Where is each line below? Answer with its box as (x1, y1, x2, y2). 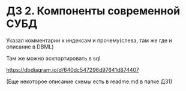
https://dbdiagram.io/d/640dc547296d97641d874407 (6, 66, 139, 73)
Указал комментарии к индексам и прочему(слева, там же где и (6, 37, 172, 44)
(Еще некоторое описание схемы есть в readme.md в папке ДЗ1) (6, 78, 173, 85)
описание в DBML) (6, 43, 54, 50)
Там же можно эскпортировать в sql (6, 54, 101, 62)
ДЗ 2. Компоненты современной (6, 4, 181, 18)
